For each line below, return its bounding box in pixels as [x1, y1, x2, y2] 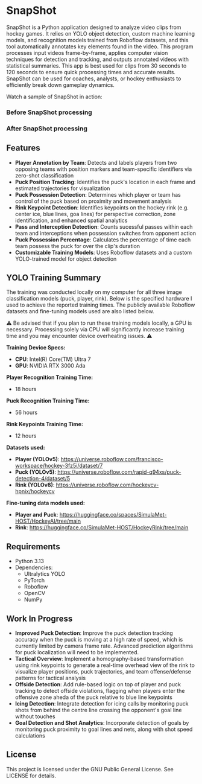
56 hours [14, 409, 38, 416]
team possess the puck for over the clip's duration [14, 242, 140, 249]
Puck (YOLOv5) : [14, 468, 56, 476]
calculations [14, 732, 45, 739]
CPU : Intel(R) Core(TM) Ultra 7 [14, 355, 91, 363]
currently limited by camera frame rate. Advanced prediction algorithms [14, 642, 194, 649]
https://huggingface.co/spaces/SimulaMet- [59, 511, 167, 518]
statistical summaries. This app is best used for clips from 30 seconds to [6, 62, 187, 69]
